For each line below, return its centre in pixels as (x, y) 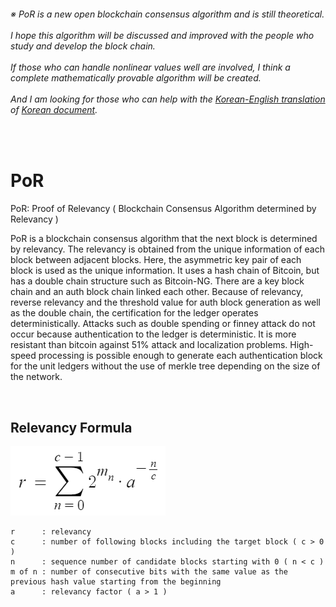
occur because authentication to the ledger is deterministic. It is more (153, 334)
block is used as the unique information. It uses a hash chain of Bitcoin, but (165, 271)
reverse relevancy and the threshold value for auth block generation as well (165, 302)
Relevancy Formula (71, 427)
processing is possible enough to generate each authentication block (180, 356)
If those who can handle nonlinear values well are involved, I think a (150, 67)
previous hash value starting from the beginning (116, 581)
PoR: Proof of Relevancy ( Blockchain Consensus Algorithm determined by (163, 209)
